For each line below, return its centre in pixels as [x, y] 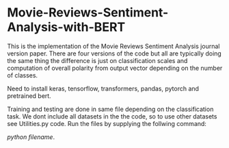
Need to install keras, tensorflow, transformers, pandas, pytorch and [103, 88]
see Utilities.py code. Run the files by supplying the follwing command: [107, 123]
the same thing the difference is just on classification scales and [97, 60]
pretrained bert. [29, 96]
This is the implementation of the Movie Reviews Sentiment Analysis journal [113, 46]
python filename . [31, 137]
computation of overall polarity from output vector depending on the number [115, 68]
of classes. [23, 75]
